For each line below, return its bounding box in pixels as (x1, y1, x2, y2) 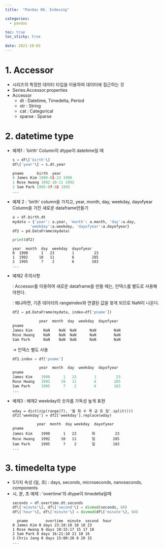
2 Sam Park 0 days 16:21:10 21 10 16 (12, 531, 90, 537)
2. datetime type (5, 131, 74, 142)
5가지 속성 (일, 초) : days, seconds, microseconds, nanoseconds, (12, 479, 143, 485)
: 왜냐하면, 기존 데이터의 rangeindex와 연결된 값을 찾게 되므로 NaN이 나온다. (12, 300, 160, 306)
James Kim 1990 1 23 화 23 (12, 431, 120, 436)
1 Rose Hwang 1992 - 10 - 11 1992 (12, 180, 75, 185)
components (12, 484, 38, 491)
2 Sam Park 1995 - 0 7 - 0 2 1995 (12, 184, 70, 190)
